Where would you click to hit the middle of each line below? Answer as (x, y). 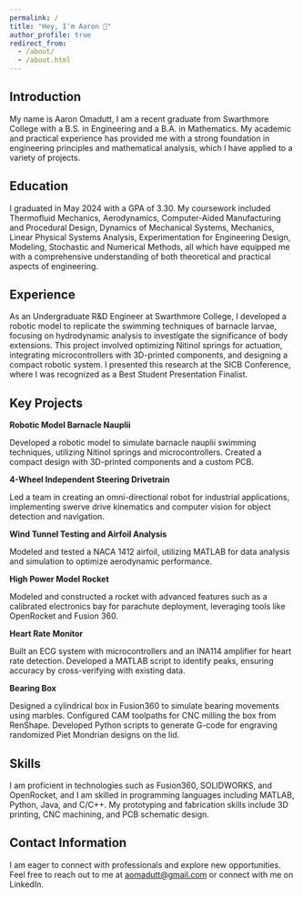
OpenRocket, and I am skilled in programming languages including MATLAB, (152, 795)
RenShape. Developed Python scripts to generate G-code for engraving (143, 725)
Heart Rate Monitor (46, 634)
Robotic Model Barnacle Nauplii (70, 425)
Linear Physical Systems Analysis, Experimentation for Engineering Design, (150, 237)
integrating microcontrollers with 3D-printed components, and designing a (149, 355)
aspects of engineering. (54, 266)
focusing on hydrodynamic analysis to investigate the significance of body (149, 336)
